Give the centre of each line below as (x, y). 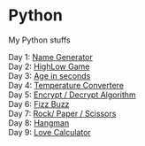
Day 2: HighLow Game (49, 66)
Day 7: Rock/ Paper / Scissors (62, 113)
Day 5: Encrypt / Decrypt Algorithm (72, 95)
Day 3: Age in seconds (50, 75)
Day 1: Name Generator (51, 57)
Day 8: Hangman (39, 123)
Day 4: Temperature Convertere (66, 85)
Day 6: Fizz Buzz (39, 104)
